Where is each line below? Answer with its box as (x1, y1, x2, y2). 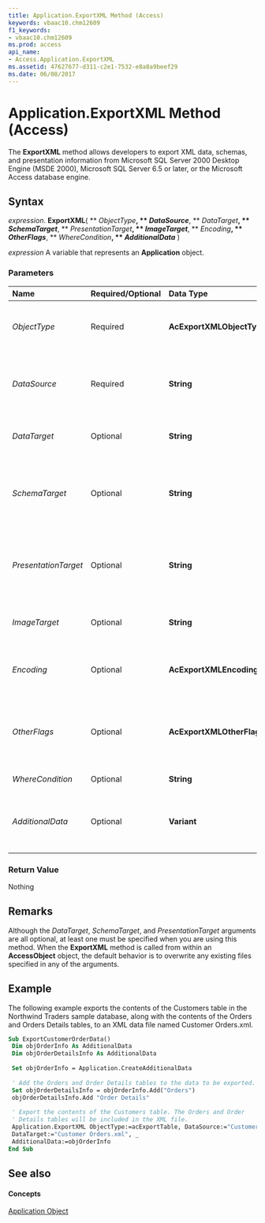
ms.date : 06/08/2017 (8, 70, 77, 78)
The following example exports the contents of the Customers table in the (8, 1003, 248, 1012)
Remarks (8, 904, 54, 919)
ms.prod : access (8, 41, 62, 49)
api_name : (8, 48, 41, 56)
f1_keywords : (8, 26, 51, 34)
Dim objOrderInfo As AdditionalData (11, 1042, 132, 1050)
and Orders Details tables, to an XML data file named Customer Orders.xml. (8, 1020, 254, 1029)
